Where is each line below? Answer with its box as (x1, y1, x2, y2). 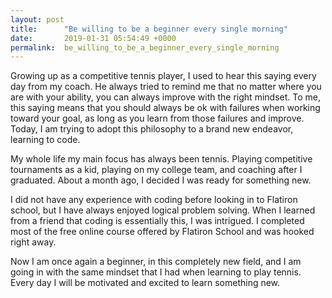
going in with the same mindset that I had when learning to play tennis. (10, 266, 302, 278)
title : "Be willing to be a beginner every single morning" (10, 24, 288, 34)
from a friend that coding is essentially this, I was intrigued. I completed (10, 215, 305, 227)
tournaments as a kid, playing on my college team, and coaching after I (10, 164, 303, 176)
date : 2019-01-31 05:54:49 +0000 (10, 33, 177, 43)
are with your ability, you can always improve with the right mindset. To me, (10, 91, 321, 103)
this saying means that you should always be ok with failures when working (10, 102, 321, 114)
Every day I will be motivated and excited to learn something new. (10, 277, 281, 289)
